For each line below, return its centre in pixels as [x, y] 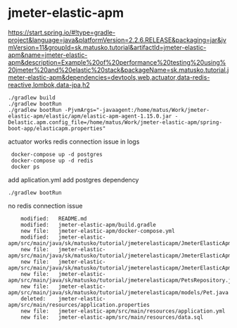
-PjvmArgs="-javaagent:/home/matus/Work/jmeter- [137, 110]
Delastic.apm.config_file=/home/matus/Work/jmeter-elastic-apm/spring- [115, 122]
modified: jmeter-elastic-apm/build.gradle [89, 225]
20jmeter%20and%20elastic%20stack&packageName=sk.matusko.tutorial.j [118, 70]
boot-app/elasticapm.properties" [57, 128]
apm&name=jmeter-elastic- [48, 55]
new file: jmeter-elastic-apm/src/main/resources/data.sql [112, 317]
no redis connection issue [45, 206]
